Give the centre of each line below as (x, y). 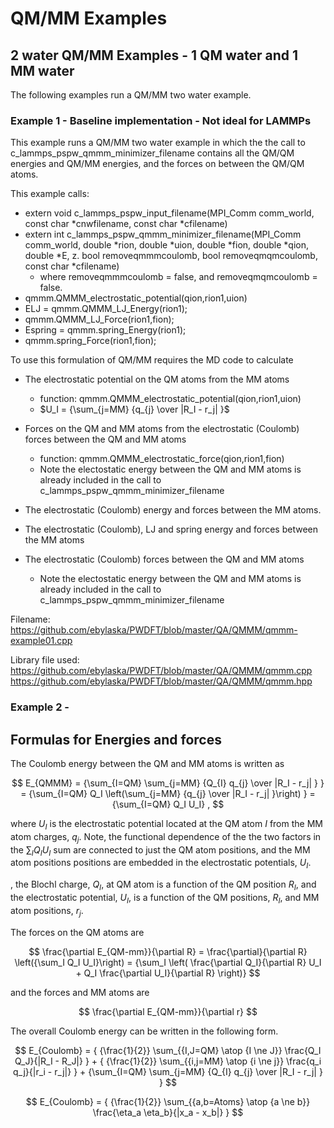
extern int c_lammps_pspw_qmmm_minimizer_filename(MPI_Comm (163, 234)
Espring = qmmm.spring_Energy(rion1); (105, 330)
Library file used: (45, 660)
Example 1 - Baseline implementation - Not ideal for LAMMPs (161, 120)
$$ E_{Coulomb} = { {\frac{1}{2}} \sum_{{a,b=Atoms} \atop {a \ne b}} (168, 1101)
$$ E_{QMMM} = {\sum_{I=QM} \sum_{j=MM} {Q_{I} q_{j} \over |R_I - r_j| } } (168, 783)
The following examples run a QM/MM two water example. (131, 95)
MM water (42, 70)
